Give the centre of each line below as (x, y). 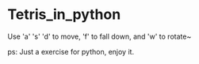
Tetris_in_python (64, 15)
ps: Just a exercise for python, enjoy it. (71, 51)
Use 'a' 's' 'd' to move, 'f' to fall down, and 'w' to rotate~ (99, 36)
